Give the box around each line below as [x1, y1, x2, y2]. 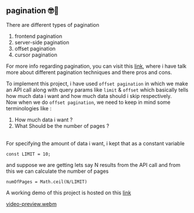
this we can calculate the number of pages [6, 167, 109, 174]
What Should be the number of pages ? [14, 122, 109, 129]
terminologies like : [6, 104, 51, 111]
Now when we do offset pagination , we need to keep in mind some [6, 99, 171, 106]
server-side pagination [14, 39, 70, 46]
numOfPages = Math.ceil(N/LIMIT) [6, 179, 88, 184]
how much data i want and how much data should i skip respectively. [6, 92, 172, 99]
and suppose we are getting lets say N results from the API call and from [6, 161, 181, 168]
